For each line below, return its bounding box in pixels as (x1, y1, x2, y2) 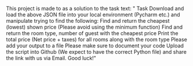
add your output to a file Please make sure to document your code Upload (6, 42, 184, 49)
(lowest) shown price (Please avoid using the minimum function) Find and (6, 23, 183, 30)
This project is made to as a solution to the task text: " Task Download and (6, 5, 184, 12)
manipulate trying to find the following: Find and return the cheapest (6, 18, 170, 24)
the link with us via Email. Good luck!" (6, 55, 96, 61)
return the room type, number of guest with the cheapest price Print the (6, 30, 179, 37)
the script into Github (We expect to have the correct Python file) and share (6, 48, 187, 55)
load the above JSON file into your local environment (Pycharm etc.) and (6, 11, 181, 18)
